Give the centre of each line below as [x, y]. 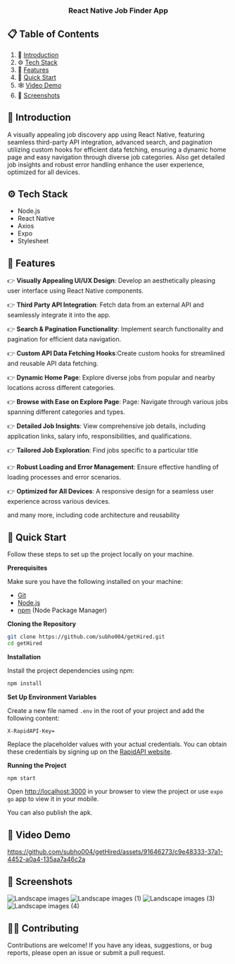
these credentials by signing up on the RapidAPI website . [90, 751]
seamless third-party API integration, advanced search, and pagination [110, 142]
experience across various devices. [59, 501]
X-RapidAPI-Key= [31, 731]
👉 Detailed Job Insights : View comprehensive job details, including [107, 426]
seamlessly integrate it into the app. [59, 315]
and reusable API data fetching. [53, 364]
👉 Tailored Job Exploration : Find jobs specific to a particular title [103, 451]
